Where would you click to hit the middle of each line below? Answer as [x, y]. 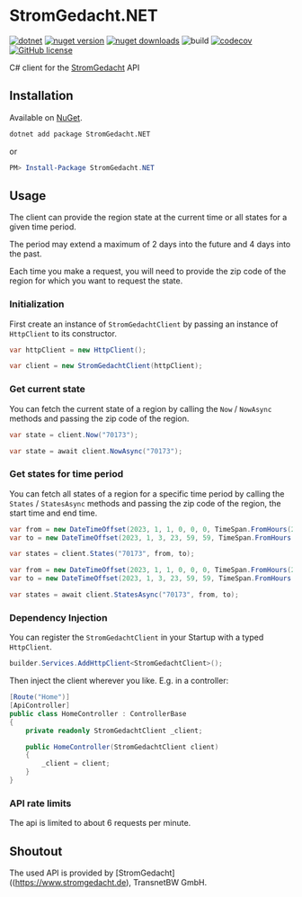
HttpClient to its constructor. [63, 333]
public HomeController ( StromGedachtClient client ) [122, 747]
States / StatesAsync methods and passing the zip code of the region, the [145, 503]
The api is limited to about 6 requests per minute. [100, 823]
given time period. [43, 227]
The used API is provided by [62, 873]
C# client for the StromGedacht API [75, 67]
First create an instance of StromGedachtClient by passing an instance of [144, 324]
